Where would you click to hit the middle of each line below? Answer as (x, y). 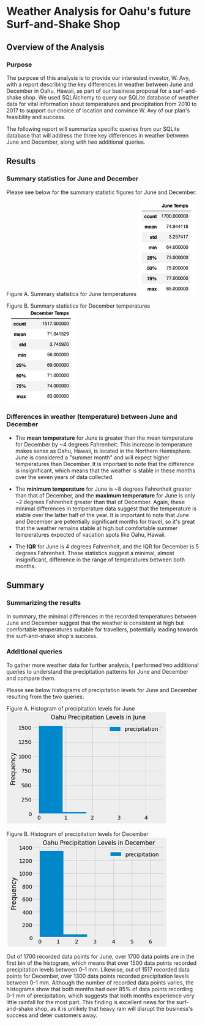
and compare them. (31, 678)
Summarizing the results (44, 603)
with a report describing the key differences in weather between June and (100, 84)
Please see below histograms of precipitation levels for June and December (102, 690)
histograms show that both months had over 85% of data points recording (100, 989)
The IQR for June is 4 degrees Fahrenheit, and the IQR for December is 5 (107, 546)
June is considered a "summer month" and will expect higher (92, 457)
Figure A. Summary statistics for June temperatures (71, 294)
